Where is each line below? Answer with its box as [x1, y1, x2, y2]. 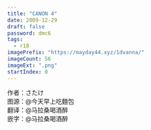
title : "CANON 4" [7, 10, 58, 17]
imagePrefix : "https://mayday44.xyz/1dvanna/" [7, 49, 145, 56]
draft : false [7, 23, 45, 30]
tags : [7, 36, 23, 43]
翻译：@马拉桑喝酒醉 [7, 106, 68, 114]
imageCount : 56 [7, 56, 51, 63]
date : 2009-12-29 [7, 17, 58, 24]
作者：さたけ [7, 88, 44, 97]
